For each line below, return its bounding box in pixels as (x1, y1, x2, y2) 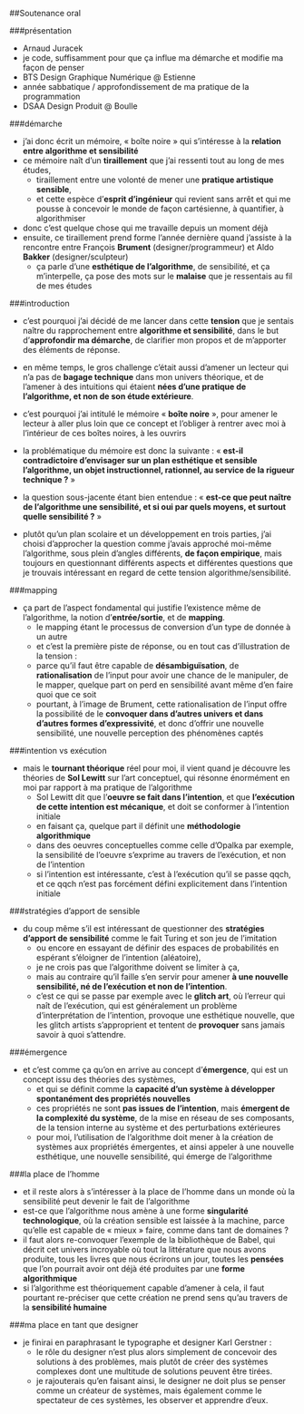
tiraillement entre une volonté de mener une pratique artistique (35, 174, 274, 185)
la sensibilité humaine (22, 1302, 107, 1312)
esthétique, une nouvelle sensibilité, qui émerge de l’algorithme (35, 1151, 272, 1162)
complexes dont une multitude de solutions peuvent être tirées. (35, 1366, 273, 1377)
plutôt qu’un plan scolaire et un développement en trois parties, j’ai (22, 529, 272, 539)
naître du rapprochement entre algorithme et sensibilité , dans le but (22, 326, 279, 336)
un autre (35, 631, 68, 642)
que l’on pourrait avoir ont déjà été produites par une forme (22, 1263, 245, 1273)
